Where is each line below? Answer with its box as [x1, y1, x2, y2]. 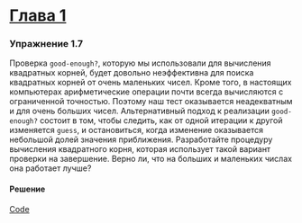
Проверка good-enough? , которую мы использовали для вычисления [9, 58, 272, 68]
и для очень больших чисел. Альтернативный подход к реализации [9, 105, 270, 117]
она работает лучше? [9, 163, 92, 174]
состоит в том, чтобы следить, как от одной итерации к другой [40, 115, 283, 126]
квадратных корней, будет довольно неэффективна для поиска [9, 67, 254, 78]
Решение [9, 183, 46, 194]
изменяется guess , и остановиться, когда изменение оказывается [9, 125, 264, 136]
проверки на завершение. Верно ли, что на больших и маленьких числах [9, 154, 293, 165]
